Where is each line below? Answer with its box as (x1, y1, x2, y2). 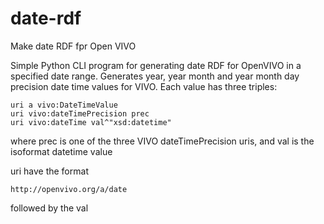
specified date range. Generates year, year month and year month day (10, 70, 300, 82)
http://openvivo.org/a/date (10, 184, 128, 194)
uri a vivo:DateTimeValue (10, 100, 118, 110)
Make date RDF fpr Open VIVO (10, 40, 137, 52)
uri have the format (10, 165, 89, 177)
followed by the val (10, 202, 89, 214)
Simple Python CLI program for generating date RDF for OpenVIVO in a (10, 59, 302, 71)
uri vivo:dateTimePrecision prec (10, 108, 150, 119)
